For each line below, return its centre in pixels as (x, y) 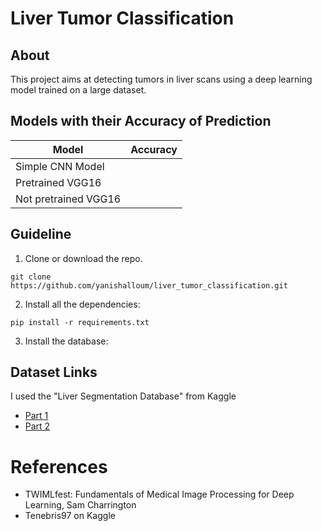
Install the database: (66, 341)
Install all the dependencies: (82, 304)
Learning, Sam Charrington (80, 505)
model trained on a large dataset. (78, 90)
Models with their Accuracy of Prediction (141, 121)
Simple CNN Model (60, 166)
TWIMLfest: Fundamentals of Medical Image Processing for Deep (159, 494)
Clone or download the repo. (83, 258)
